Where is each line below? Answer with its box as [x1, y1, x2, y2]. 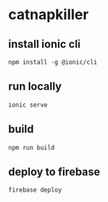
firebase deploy [8, 186, 62, 194]
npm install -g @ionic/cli [8, 58, 98, 66]
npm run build [8, 143, 56, 152]
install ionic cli [8, 37, 81, 51]
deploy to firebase [8, 165, 101, 179]
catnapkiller [8, 6, 89, 24]
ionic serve [8, 101, 48, 109]
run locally [8, 80, 62, 93]
